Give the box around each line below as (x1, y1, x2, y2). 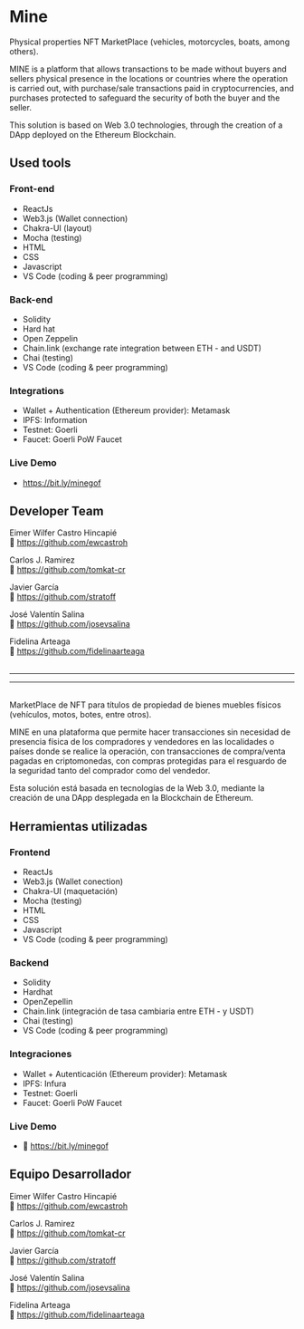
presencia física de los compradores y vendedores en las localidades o (9, 737, 275, 747)
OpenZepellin (22, 997, 73, 1007)
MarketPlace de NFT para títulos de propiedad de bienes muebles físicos (9, 699, 282, 710)
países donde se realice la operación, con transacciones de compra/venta (9, 746, 286, 757)
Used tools (9, 156, 71, 171)
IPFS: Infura (22, 1078, 67, 1089)
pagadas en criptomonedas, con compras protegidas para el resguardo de (9, 756, 287, 766)
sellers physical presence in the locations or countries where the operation (9, 72, 289, 83)
